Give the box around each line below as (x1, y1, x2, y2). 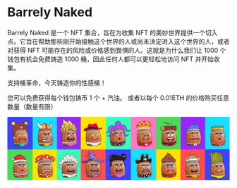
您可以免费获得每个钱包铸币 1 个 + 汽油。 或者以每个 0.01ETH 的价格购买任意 (7, 93, 230, 102)
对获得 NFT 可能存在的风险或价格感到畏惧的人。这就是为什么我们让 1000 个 (7, 46, 226, 54)
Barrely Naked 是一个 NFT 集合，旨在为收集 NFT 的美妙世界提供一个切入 (7, 28, 218, 37)
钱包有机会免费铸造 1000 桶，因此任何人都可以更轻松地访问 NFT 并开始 (7, 54, 214, 63)
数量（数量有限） (7, 102, 57, 111)
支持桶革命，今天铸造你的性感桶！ (7, 78, 107, 87)
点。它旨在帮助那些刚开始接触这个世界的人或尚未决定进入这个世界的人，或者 (7, 37, 230, 46)
